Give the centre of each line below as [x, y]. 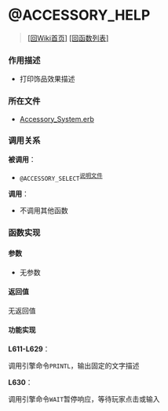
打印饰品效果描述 [47, 79]
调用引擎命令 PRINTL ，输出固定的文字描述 [74, 366]
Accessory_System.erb [57, 119]
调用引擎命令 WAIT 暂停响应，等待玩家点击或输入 [84, 399]
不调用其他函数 [44, 211]
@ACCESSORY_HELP [79, 15]
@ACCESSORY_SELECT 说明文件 [61, 177]
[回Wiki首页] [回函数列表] [68, 38]
